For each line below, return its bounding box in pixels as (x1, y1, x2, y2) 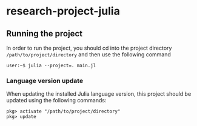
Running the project (6, 28, 83, 39)
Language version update (6, 76, 84, 85)
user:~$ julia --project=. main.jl (6, 62, 96, 68)
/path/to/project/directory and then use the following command (6, 51, 172, 58)
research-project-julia (6, 4, 120, 18)
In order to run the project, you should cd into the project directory (6, 44, 172, 51)
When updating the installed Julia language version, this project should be (6, 90, 192, 98)
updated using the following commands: (6, 97, 107, 104)
